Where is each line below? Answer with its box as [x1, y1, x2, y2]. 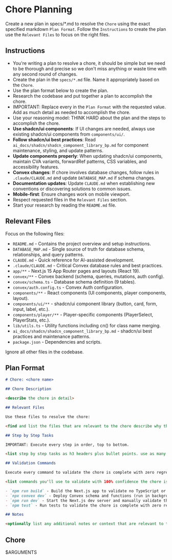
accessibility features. [12, 163, 59, 170]
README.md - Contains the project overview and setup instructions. [12, 240, 151, 247]
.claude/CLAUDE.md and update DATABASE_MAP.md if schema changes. [12, 175, 156, 181]
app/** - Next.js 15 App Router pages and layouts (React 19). [12, 268, 141, 274]
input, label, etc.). [12, 306, 50, 312]
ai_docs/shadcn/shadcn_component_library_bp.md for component [12, 142, 149, 148]
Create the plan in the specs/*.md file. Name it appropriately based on [12, 76, 160, 83]
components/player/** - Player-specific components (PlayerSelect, [12, 311, 154, 318]
